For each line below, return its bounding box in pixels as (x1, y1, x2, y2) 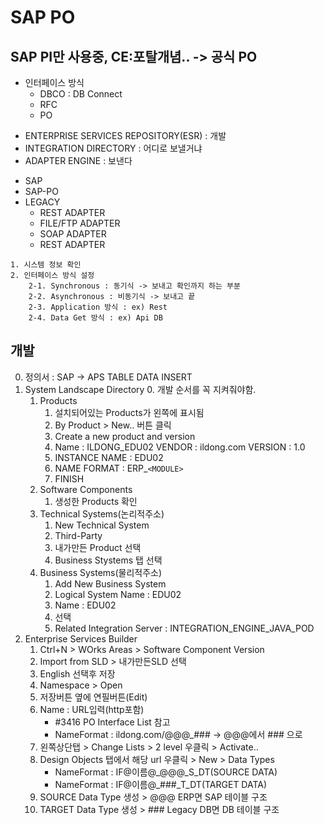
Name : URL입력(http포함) (39, 703, 145, 715)
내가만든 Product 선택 (54, 541, 142, 553)
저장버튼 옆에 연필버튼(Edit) (39, 691, 148, 703)
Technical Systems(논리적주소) (39, 507, 165, 520)
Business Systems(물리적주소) (39, 566, 163, 578)
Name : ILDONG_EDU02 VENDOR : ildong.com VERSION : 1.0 (54, 441, 306, 453)
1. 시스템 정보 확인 (10, 260, 82, 270)
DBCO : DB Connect (39, 88, 123, 100)
